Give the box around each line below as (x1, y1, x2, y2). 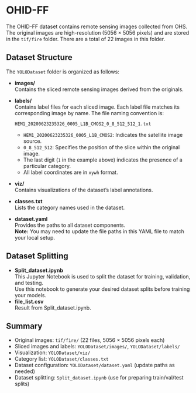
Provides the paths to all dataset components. (14, 221, 126, 229)
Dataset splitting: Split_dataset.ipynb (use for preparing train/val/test (14, 374, 184, 381)
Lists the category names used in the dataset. (14, 204, 125, 211)
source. (23, 137, 42, 145)
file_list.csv (14, 298, 44, 305)
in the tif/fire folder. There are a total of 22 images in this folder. (6, 35, 166, 42)
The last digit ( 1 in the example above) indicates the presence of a (23, 156, 183, 163)
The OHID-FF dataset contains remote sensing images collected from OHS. (6, 23, 188, 30)
